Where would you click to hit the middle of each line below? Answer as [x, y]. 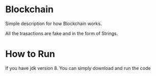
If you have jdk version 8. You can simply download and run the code [78, 68]
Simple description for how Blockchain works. [54, 23]
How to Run [30, 54]
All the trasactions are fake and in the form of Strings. [62, 33]
